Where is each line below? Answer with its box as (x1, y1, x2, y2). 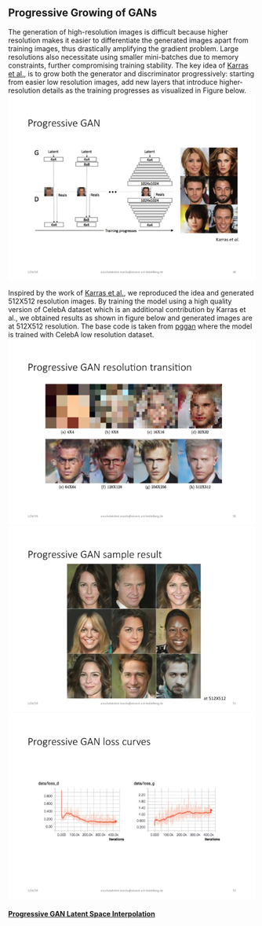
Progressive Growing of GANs (8, 6, 158, 20)
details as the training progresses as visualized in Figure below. (42, 86, 247, 95)
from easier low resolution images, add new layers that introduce (8, 77, 218, 86)
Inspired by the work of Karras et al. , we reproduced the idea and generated (8, 288, 254, 297)
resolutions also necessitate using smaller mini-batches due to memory (8, 52, 239, 61)
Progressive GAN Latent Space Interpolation (8, 909, 155, 919)
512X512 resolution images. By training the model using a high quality (8, 296, 232, 306)
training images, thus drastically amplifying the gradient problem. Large (8, 43, 239, 53)
